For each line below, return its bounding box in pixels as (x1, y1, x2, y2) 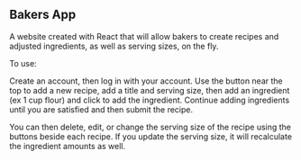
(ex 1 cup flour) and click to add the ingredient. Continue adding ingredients (9, 94, 290, 105)
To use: (9, 58, 38, 68)
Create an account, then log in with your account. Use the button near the (9, 76, 284, 86)
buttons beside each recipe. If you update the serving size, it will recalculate (9, 130, 293, 142)
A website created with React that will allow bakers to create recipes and (9, 31, 279, 41)
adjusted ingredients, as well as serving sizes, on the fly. (9, 40, 219, 51)
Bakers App (9, 7, 77, 22)
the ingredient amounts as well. (9, 140, 126, 151)
